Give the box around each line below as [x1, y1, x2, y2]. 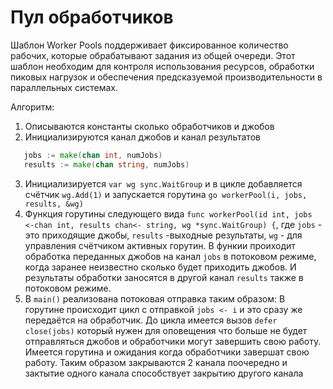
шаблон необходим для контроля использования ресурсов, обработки [10, 60, 315, 72]
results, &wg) [24, 199, 84, 209]
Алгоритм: [10, 101, 55, 113]
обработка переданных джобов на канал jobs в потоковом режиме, [24, 250, 317, 262]
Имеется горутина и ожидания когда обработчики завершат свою [24, 346, 310, 358]
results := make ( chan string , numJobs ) [23, 159, 190, 170]
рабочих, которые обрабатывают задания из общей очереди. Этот [10, 49, 296, 61]
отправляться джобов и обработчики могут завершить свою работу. [24, 335, 322, 347]
